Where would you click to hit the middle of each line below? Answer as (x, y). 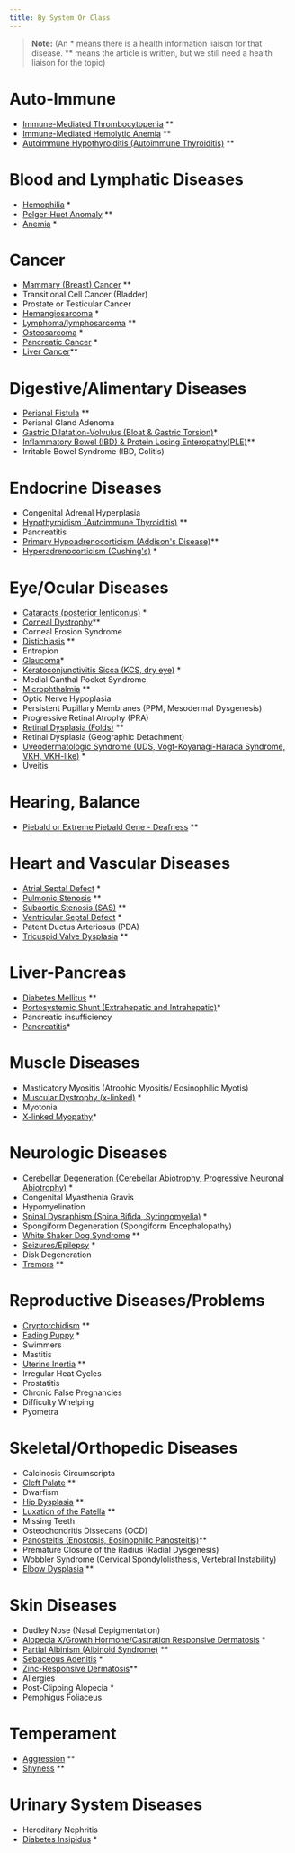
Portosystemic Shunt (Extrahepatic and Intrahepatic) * (121, 1008)
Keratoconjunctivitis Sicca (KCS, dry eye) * (102, 670)
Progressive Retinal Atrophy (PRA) (85, 718)
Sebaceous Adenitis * (63, 1658)
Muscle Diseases (75, 1063)
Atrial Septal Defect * (62, 889)
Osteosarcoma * (53, 333)
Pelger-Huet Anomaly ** (67, 214)
